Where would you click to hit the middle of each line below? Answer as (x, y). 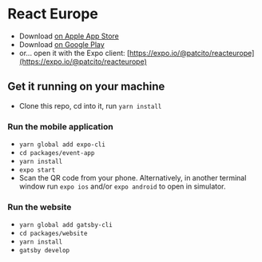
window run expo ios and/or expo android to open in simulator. (122, 187)
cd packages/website (53, 234)
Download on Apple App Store (69, 36)
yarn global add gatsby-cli (65, 225)
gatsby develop (44, 251)
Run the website (40, 207)
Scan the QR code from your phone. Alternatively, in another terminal (133, 178)
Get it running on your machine (86, 87)
